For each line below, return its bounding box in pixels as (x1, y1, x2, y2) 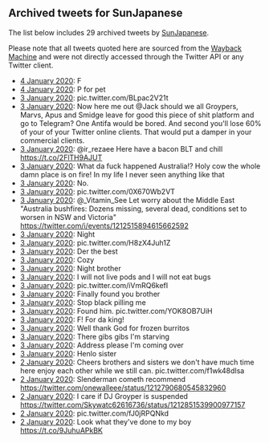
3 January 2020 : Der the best (19, 246, 118, 256)
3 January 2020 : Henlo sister (19, 348, 117, 358)
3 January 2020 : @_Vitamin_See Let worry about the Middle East (19, 195, 235, 205)
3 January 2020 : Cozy (19, 254, 95, 264)
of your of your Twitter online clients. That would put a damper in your (19, 127, 252, 136)
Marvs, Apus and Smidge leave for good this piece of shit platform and (19, 110, 255, 120)
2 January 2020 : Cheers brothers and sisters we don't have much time (19, 357, 255, 367)
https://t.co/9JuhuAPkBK (19, 425, 103, 435)
